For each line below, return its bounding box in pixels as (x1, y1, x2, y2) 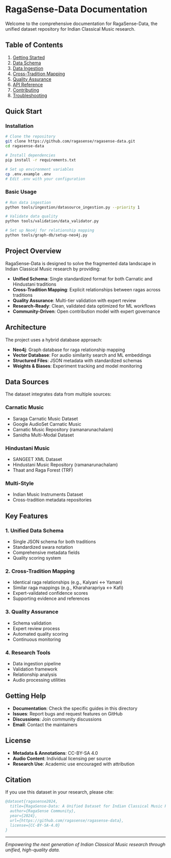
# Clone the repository (5, 134, 56, 139)
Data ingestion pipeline (12, 660, 61, 666)
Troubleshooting (12, 92, 47, 98)
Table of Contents (5, 41, 64, 50)
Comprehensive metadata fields (12, 549, 80, 555)
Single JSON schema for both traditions (12, 539, 96, 545)
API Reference (12, 81, 43, 87)
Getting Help (5, 691, 46, 701)
